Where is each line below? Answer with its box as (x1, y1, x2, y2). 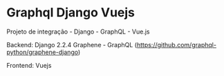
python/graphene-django (6, 48, 79, 56)
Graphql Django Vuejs (6, 5, 136, 21)
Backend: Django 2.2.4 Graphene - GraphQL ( (6, 40, 138, 49)
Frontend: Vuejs (6, 61, 52, 69)
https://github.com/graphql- (136, 40, 217, 49)
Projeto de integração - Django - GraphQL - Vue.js (6, 27, 150, 36)
